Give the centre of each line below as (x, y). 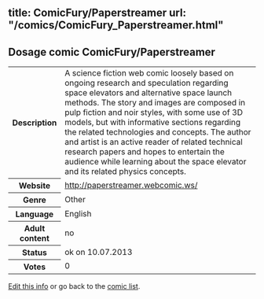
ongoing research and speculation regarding (147, 83)
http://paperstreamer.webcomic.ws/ (131, 185)
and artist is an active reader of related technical (154, 142)
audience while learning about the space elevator (155, 162)
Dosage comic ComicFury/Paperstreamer (112, 52)
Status (35, 253)
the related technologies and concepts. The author (158, 132)
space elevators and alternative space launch (148, 93)
